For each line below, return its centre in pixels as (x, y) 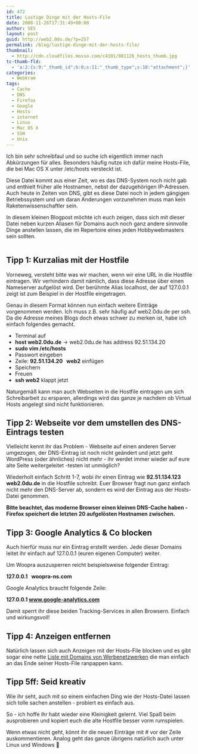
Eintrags (22, 432)
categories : (21, 73)
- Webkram (24, 78)
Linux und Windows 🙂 (33, 744)
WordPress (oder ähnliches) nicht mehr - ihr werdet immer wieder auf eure (98, 459)
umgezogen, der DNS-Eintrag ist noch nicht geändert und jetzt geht (89, 453)
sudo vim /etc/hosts (40, 348)
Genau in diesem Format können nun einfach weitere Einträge (82, 305)
